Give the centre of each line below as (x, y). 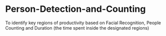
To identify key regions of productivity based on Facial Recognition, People (83, 23)
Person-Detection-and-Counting (76, 9)
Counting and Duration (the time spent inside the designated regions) (77, 28)
